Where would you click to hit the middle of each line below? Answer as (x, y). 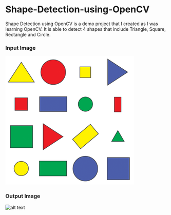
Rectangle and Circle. (28, 34)
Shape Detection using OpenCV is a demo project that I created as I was (82, 24)
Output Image (23, 196)
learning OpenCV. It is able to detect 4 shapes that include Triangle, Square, (85, 29)
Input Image (21, 48)
